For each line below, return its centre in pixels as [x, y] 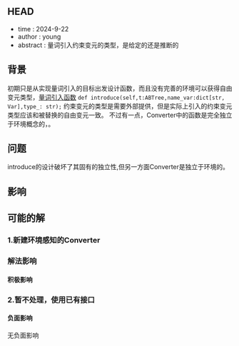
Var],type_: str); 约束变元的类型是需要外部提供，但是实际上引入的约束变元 [120, 106]
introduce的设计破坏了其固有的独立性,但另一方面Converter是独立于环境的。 [118, 167]
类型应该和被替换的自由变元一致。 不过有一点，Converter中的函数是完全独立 [120, 115]
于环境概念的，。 [31, 123]
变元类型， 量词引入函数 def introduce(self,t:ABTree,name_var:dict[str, [116, 97]
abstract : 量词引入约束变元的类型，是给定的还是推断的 [98, 45]
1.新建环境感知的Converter [54, 240]
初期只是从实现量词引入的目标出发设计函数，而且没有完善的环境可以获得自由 [120, 88]
